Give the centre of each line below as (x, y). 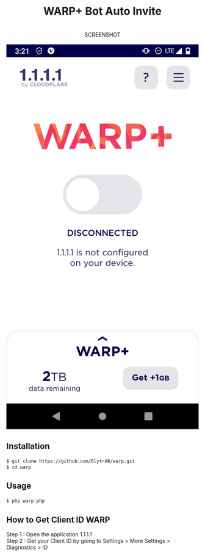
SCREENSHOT (103, 34)
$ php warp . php (26, 501)
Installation (28, 446)
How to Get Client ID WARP (58, 519)
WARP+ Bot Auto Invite (103, 11)
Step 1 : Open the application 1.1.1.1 (49, 534)
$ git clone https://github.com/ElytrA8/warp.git (71, 461)
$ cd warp (19, 467)
